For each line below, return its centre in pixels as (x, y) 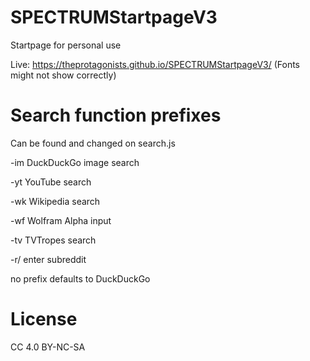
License (44, 319)
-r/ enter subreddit (48, 259)
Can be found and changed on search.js (93, 143)
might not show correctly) (63, 75)
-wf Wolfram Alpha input (61, 220)
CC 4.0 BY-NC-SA (48, 347)
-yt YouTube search (51, 182)
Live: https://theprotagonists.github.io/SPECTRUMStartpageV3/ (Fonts (155, 64)
